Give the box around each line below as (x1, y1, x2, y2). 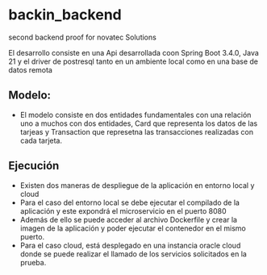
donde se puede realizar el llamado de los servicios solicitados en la (19, 248, 248, 259)
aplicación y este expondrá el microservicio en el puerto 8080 (19, 206, 227, 215)
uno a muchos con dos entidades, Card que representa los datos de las (19, 119, 258, 128)
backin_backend (8, 6, 123, 24)
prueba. (19, 257, 47, 267)
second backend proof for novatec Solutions (8, 32, 157, 42)
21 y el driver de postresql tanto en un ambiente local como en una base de (8, 56, 258, 66)
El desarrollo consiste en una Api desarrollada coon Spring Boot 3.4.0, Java (8, 48, 260, 57)
